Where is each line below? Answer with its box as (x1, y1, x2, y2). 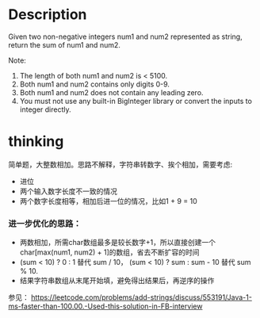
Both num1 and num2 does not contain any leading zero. (19, 87, 204, 97)
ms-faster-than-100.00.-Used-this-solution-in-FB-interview (8, 301, 203, 311)
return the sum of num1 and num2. (8, 40, 121, 49)
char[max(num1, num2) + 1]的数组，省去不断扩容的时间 (19, 247, 200, 257)
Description (8, 6, 87, 24)
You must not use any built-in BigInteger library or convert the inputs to (19, 96, 252, 105)
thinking (8, 132, 64, 151)
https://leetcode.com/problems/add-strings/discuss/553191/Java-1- (30, 293, 252, 302)
